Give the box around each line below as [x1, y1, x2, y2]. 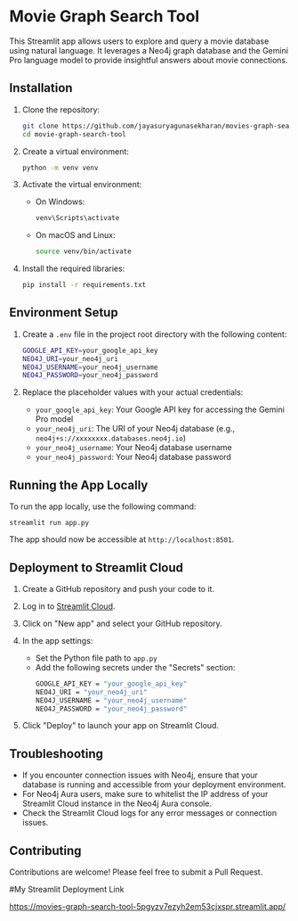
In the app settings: [21, 635, 93, 646]
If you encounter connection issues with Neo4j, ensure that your [21, 769, 258, 781]
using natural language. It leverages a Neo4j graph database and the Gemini [9, 45, 289, 55]
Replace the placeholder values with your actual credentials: [21, 387, 244, 398]
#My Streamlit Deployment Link [9, 884, 125, 895]
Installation [9, 80, 73, 95]
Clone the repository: [21, 104, 101, 115]
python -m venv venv [21, 163, 99, 172]
